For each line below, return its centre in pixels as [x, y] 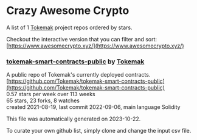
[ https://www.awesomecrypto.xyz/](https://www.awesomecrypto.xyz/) [95, 46]
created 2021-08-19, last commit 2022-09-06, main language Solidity [93, 107]
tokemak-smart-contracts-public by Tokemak [75, 61]
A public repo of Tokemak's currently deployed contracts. [78, 75]
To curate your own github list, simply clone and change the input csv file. [99, 131]
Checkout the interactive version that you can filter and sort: [81, 39]
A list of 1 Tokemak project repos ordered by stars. [69, 27]
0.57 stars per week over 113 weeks [51, 94]
